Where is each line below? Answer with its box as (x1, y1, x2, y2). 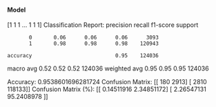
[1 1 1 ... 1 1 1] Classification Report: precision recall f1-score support (7, 21, 199, 29)
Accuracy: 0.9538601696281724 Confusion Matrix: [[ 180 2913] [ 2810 (7, 78, 207, 86)
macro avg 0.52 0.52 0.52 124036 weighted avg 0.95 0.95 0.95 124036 (7, 64, 209, 72)
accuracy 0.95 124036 (7, 52, 159, 59)
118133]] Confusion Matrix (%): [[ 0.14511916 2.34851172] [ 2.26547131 (7, 85, 207, 93)
